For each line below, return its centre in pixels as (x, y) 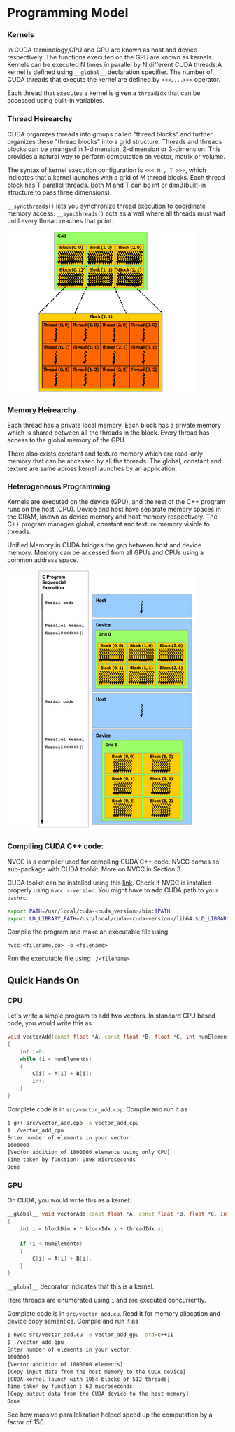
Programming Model (68, 13)
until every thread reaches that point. (60, 220)
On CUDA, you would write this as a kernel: (69, 1200)
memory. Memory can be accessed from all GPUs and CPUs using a (106, 553)
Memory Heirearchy (42, 409)
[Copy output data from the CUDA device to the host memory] (98, 1394)
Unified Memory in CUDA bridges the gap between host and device (104, 545)
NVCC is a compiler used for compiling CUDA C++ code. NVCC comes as (113, 862)
